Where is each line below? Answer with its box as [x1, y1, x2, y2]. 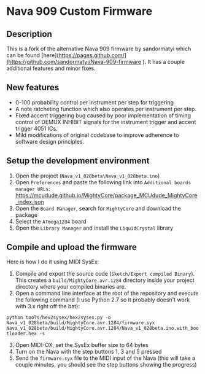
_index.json [15, 198, 44, 205]
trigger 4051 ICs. [15, 125, 58, 132]
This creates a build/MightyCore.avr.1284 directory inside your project [15, 276, 195, 284]
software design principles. [15, 138, 85, 145]
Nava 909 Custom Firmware [6, 4, 153, 18]
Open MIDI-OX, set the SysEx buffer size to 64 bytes [15, 341, 149, 349]
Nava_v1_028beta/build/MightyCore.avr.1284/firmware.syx [6, 320, 155, 326]
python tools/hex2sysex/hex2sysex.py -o [6, 314, 112, 321]
